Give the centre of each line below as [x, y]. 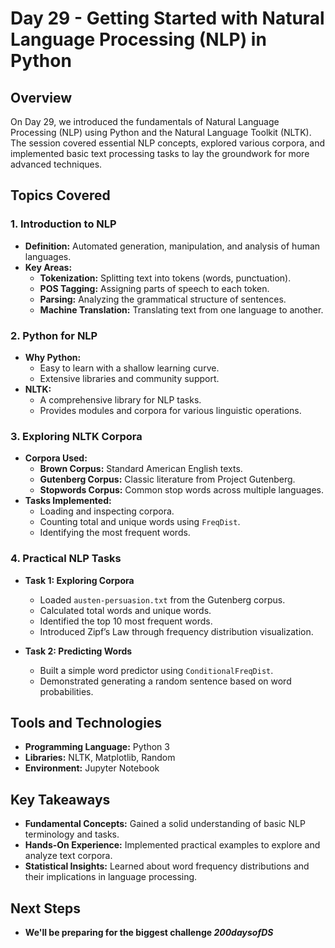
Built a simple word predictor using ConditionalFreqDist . [156, 670]
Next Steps [45, 908]
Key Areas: [48, 267]
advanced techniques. [56, 164]
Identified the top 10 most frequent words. [126, 621]
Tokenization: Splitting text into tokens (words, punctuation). [165, 278]
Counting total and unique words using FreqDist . [140, 522]
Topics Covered [60, 195]
